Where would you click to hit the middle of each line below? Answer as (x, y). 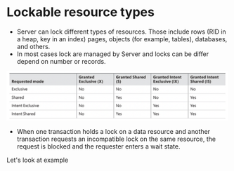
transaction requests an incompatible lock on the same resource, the (116, 139)
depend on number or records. (61, 61)
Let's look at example (38, 160)
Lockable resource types (81, 12)
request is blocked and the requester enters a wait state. (98, 146)
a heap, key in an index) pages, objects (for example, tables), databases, (122, 39)
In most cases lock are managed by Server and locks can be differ (112, 54)
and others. (33, 46)
